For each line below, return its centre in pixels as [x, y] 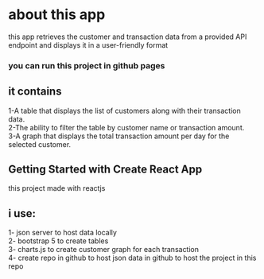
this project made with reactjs [57, 188]
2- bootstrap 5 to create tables [58, 241]
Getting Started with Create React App [105, 170]
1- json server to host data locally [63, 233]
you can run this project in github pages [87, 65]
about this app [57, 15]
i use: [22, 213]
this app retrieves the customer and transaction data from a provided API [128, 37]
